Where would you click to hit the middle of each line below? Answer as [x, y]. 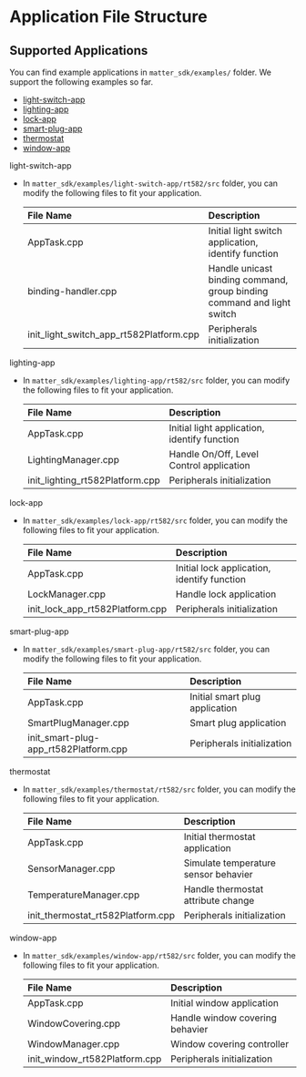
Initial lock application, [224, 568]
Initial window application [224, 1003]
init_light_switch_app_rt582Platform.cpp [113, 334]
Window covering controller [229, 1044]
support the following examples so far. [81, 82]
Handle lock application [226, 594]
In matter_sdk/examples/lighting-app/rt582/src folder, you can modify [156, 380]
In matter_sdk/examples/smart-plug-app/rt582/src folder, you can [146, 649]
